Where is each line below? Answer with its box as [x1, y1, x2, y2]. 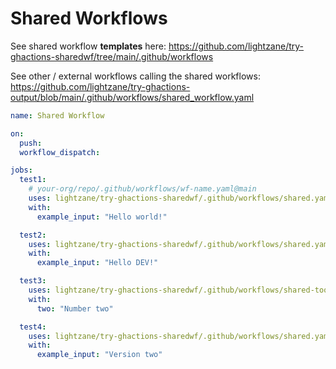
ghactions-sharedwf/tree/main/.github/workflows [10, 50, 214, 62]
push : [19, 138, 43, 148]
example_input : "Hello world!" [36, 212, 168, 222]
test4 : [19, 322, 47, 332]
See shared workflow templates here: [10, 40, 167, 52]
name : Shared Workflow [10, 110, 105, 121]
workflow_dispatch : [19, 147, 101, 157]
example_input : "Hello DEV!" [36, 258, 159, 268]
